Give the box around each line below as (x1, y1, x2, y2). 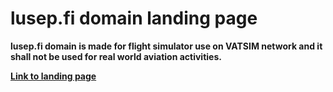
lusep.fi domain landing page (10, 7, 258, 30)
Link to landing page (10, 70, 97, 82)
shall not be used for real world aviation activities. (10, 50, 222, 62)
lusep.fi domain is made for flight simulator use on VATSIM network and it (10, 40, 323, 52)
